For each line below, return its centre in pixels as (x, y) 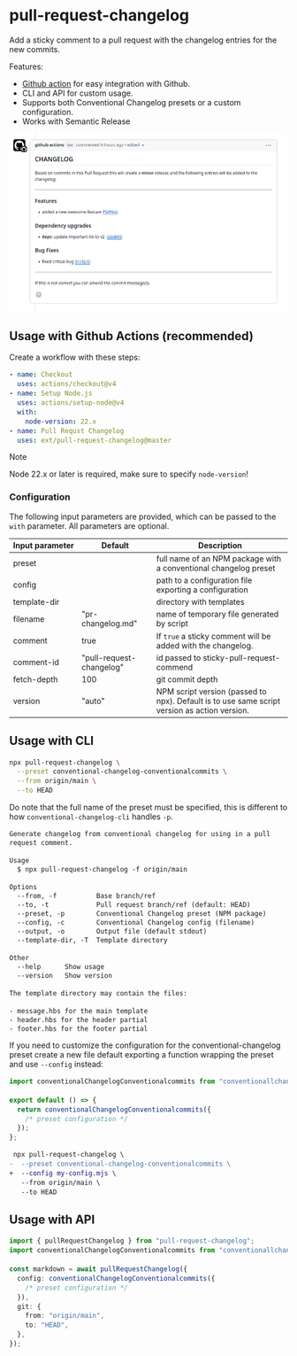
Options (23, 887)
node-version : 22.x (61, 422)
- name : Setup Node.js (51, 394)
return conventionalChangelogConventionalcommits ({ (114, 1109)
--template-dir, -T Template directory (92, 941)
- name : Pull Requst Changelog (67, 430)
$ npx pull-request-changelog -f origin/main (103, 870)
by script (172, 624)
